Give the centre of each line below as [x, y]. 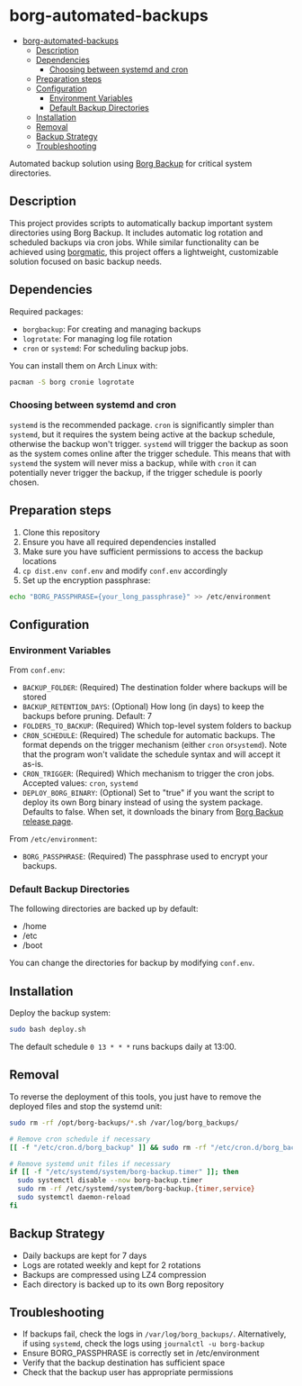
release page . [48, 822]
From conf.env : [37, 670]
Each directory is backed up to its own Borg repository [123, 1284]
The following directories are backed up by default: [104, 909]
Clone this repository [61, 532]
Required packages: [46, 311]
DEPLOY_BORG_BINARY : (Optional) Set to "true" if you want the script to [148, 793]
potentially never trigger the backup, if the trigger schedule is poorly [136, 472]
